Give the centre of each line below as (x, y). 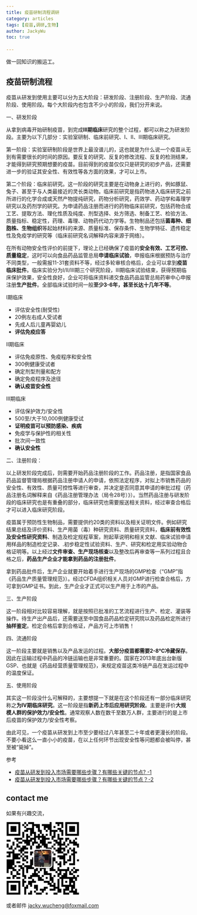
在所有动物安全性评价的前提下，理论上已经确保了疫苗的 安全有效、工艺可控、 (98, 248)
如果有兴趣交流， (27, 813)
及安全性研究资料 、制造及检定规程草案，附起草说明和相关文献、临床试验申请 (98, 537)
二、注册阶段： (24, 460)
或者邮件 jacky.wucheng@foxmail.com (52, 905)
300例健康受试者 (35, 364)
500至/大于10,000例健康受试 (49, 418)
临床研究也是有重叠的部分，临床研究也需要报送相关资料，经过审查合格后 (103, 502)
